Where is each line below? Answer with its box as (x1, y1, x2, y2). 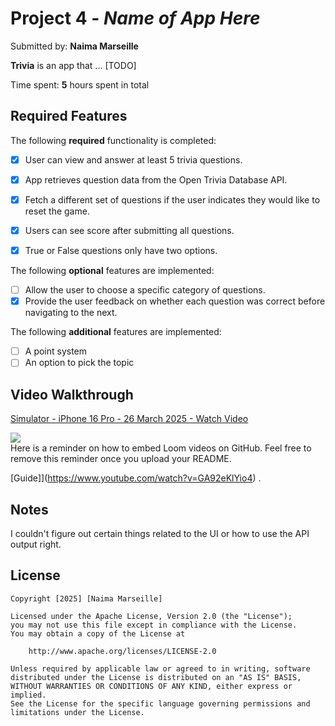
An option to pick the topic (24, 357, 135, 369)
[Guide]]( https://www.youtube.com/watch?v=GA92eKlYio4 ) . (10, 472, 262, 484)
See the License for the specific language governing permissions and (10, 698, 311, 709)
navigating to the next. (24, 307, 118, 319)
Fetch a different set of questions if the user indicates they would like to (24, 193, 321, 206)
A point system (24, 345, 88, 357)
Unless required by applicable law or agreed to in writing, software (10, 663, 311, 674)
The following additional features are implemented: (10, 326, 222, 338)
